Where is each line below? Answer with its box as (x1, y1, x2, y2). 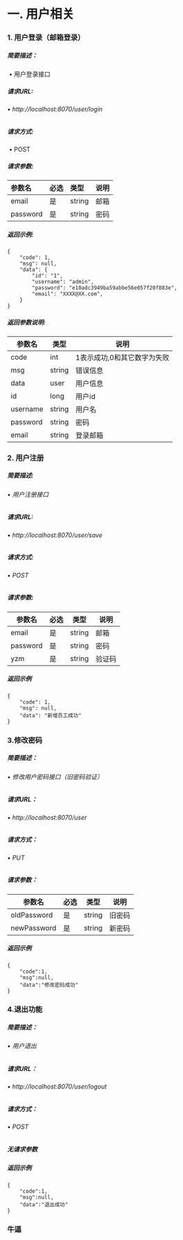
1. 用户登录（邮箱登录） (7, 33, 85, 42)
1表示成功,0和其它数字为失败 (75, 352, 170, 362)
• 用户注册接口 (7, 490, 49, 498)
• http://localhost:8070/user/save (7, 531, 103, 539)
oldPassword (10, 910, 53, 920)
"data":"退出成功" (19, 1201, 68, 1208)
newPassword (10, 923, 57, 933)
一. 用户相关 (7, 6, 75, 22)
